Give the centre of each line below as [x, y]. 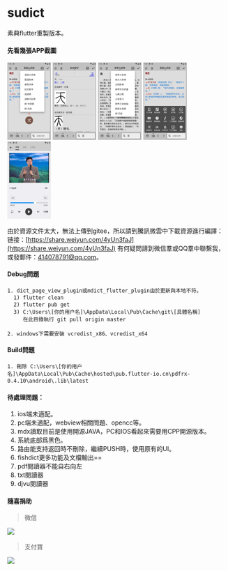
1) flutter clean [39, 298]
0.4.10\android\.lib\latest [48, 381]
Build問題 [21, 350]
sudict [26, 13]
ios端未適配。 [37, 414]
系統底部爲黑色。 [42, 440]
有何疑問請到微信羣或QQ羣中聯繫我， [171, 248]
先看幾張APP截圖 [32, 50]
